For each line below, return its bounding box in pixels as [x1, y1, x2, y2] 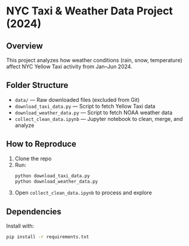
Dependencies [6, 206, 61, 217]
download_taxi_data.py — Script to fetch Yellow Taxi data [14, 102, 156, 110]
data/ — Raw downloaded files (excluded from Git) [14, 96, 140, 103]
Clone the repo [14, 154, 52, 162]
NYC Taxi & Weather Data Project [6, 4, 173, 18]
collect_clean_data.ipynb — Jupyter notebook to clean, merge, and [14, 115, 183, 122]
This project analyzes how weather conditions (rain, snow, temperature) [6, 57, 183, 63]
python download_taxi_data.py [14, 172, 91, 179]
